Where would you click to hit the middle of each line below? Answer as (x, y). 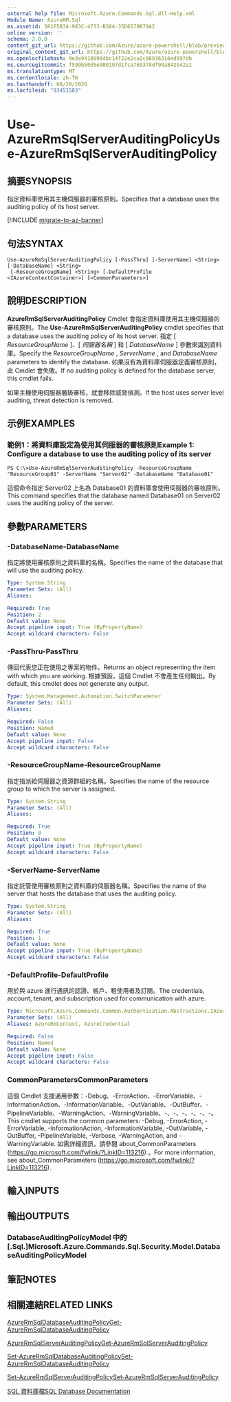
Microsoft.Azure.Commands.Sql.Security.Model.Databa (124, 1247)
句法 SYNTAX (35, 243)
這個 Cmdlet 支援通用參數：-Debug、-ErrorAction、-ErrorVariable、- (105, 1096)
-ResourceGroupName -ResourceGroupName (84, 765)
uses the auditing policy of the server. (60, 503)
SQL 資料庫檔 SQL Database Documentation (69, 1391)
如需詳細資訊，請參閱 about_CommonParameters (127, 1143)
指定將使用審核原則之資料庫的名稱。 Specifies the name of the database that (115, 562)
